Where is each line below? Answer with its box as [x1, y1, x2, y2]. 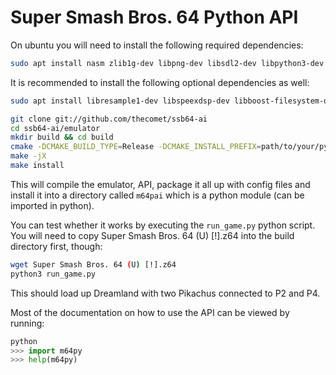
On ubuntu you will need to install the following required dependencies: [10, 39, 304, 51]
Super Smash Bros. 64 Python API [10, 6, 299, 29]
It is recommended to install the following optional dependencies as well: [10, 76, 310, 88]
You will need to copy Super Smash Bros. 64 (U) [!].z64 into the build [10, 229, 295, 241]
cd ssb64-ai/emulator [10, 123, 101, 133]
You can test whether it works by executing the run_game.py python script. [10, 219, 316, 231]
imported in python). [10, 199, 95, 211]
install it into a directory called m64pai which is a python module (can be [10, 189, 305, 201]
